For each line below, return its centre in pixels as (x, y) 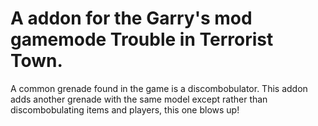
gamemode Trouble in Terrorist (142, 39)
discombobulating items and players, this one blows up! (125, 109)
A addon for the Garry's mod (131, 18)
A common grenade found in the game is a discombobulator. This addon (159, 88)
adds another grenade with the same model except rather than (139, 99)
